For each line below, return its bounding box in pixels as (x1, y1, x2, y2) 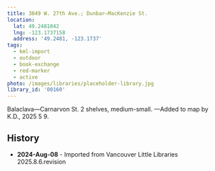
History (7, 132, 40, 144)
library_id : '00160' (7, 86, 66, 93)
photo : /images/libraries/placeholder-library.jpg (7, 80, 154, 87)
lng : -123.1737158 (13, 29, 66, 36)
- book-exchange (13, 61, 59, 68)
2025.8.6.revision (16, 157, 66, 166)
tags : (7, 42, 23, 49)
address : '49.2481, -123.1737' (13, 36, 102, 42)
